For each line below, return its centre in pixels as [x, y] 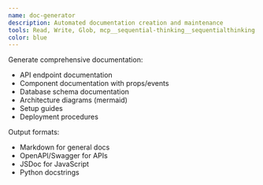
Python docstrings [50, 172]
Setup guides [41, 109]
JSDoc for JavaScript [54, 164]
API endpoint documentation [66, 75]
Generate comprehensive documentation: [76, 60]
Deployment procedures [59, 117]
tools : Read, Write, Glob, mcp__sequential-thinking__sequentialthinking [132, 30]
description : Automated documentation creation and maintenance [116, 23]
